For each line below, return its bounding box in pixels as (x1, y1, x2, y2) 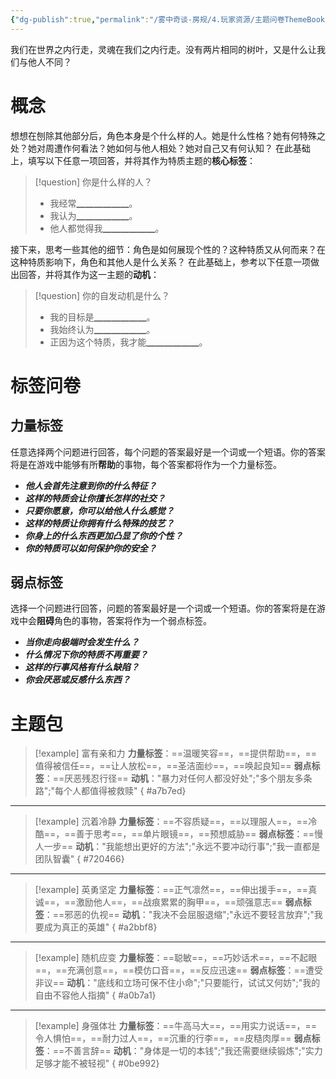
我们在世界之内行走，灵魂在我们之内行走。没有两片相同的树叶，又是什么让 (10, 43, 317, 55)
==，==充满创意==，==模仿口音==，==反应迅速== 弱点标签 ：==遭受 (34, 964, 323, 976)
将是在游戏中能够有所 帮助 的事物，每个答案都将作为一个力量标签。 (10, 458, 282, 470)
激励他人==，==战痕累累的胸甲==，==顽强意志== (75, 896, 283, 908)
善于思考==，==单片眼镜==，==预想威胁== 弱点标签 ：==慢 (75, 828, 323, 840)
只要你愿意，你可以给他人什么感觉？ (24, 504, 175, 516)
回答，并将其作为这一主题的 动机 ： (18, 268, 160, 280)
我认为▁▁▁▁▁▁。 (49, 209, 138, 221)
